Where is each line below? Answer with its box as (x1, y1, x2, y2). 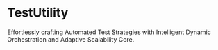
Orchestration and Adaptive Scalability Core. (7, 35, 135, 43)
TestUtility (7, 5, 69, 21)
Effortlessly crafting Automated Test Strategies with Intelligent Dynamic (7, 28, 212, 36)
